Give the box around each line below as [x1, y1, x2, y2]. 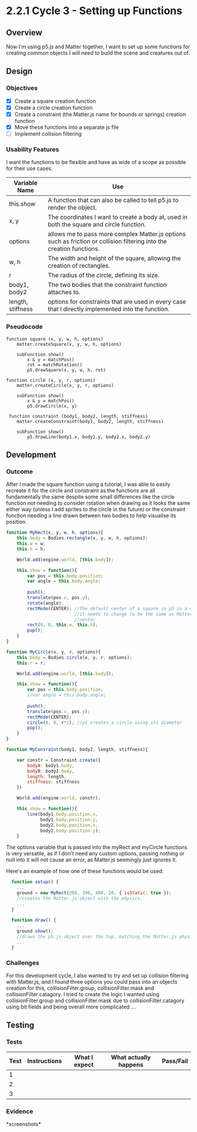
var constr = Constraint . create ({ [16, 757, 101, 763]
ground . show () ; [16, 928, 54, 934]
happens [118, 1060, 144, 1068]
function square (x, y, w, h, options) [6, 336, 104, 342]
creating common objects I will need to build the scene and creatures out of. [6, 49, 191, 56]
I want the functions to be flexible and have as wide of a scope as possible [6, 159, 186, 166]
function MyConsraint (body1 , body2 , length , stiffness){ [6, 747, 148, 753]
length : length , [27, 774, 67, 780]
